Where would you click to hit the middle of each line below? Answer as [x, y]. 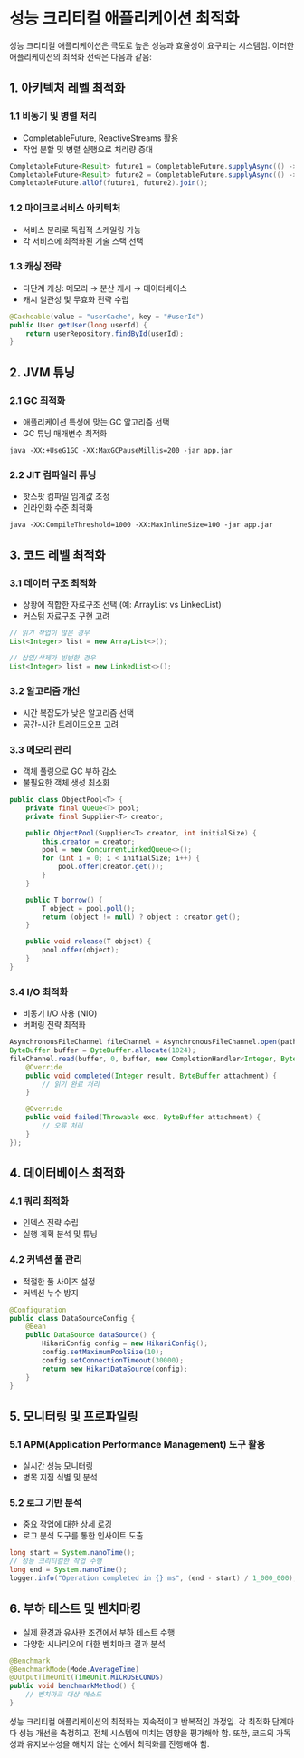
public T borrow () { [64, 900]
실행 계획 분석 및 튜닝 [60, 1234]
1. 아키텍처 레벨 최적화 [67, 88]
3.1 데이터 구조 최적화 [53, 583]
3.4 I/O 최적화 [39, 991]
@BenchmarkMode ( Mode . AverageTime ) [75, 1669]
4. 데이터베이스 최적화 [67, 1173]
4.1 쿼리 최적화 [39, 1201]
